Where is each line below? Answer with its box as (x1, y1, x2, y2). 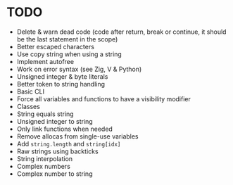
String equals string (16, 110, 75, 118)
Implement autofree (16, 57, 75, 65)
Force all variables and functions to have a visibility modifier (16, 94, 191, 103)
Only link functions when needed (16, 125, 113, 133)
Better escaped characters (16, 42, 94, 51)
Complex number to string (16, 170, 93, 178)
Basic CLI (16, 87, 45, 96)
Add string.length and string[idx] (16, 139, 121, 148)
